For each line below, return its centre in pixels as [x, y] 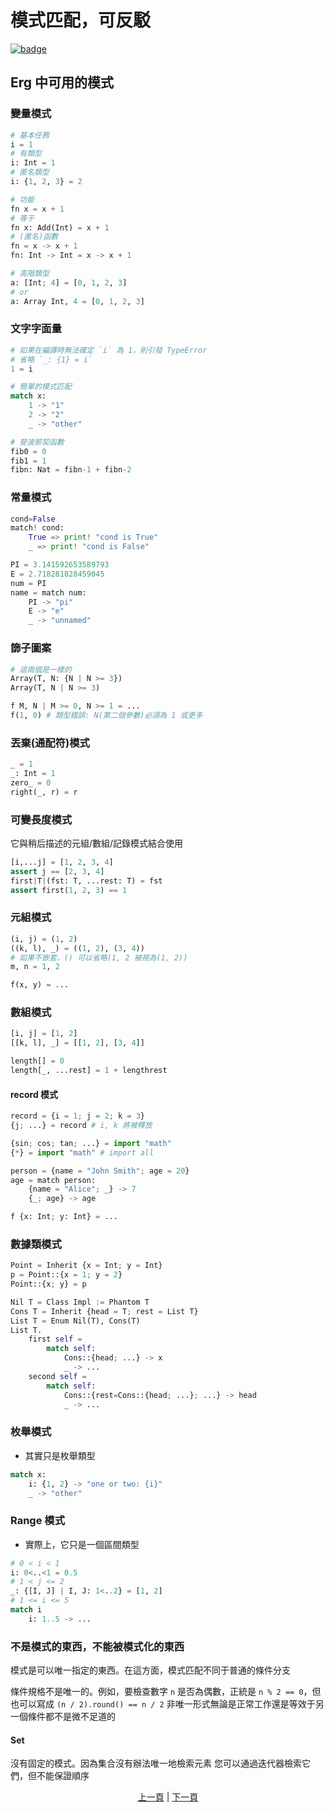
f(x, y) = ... [40, 985]
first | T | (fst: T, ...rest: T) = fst [86, 881]
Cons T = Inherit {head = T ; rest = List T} [104, 1311]
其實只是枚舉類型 [60, 1455]
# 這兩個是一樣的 [41, 669]
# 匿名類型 [30, 172]
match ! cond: [37, 528]
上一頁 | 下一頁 [168, 1797]
